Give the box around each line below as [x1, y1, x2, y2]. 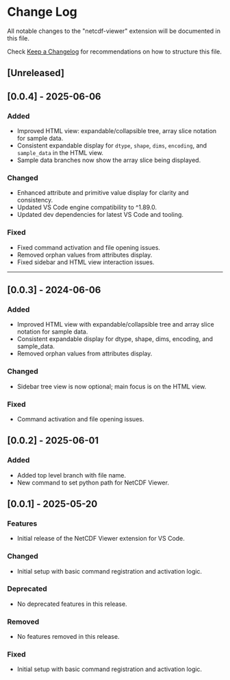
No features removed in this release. [16, 633, 120, 641]
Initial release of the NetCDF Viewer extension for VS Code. [16, 535, 185, 543]
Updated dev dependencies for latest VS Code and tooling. [16, 211, 183, 219]
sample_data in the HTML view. [16, 149, 104, 157]
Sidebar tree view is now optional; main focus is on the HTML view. [16, 382, 207, 390]
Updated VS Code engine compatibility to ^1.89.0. [16, 203, 157, 211]
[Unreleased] [7, 67, 65, 79]
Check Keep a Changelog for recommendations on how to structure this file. [7, 47, 222, 56]
